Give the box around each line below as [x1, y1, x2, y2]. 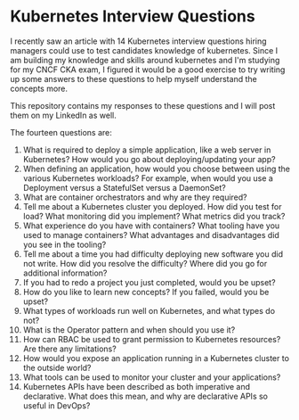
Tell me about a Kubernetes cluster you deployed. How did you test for [22, 201, 282, 211]
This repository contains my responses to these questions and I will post [10, 100, 276, 111]
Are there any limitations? [22, 343, 117, 354]
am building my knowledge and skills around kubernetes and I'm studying [10, 54, 280, 65]
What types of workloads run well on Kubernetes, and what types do [22, 305, 275, 316]
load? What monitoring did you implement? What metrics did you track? [22, 210, 286, 221]
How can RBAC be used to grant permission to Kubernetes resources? [22, 334, 281, 344]
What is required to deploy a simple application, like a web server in [22, 144, 271, 155]
